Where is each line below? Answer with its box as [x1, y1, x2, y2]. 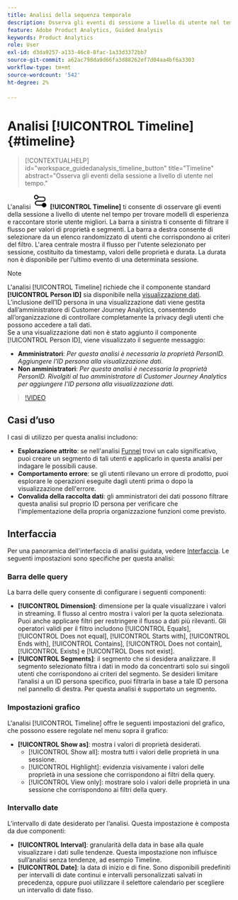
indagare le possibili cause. [17, 462, 98, 470]
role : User [7, 41, 40, 49]
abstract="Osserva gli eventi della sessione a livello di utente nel [24, 171, 214, 180]
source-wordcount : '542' [7, 71, 81, 78]
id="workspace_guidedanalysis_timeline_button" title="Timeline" [24, 164, 214, 173]
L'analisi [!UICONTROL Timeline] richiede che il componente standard [7, 283, 211, 291]
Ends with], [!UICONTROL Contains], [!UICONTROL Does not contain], [17, 639, 222, 648]
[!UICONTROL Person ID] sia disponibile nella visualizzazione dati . [7, 291, 202, 299]
